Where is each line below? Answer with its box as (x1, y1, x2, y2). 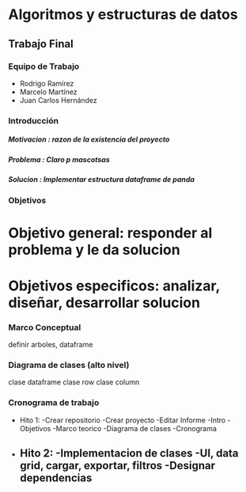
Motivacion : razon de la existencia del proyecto (8, 134, 170, 144)
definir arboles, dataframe (8, 340, 93, 350)
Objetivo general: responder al (8, 224, 213, 242)
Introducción (8, 115, 59, 126)
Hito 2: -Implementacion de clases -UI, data (19, 447, 239, 460)
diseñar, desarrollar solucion (8, 293, 200, 312)
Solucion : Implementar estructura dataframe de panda (8, 175, 195, 184)
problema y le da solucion (8, 240, 180, 259)
